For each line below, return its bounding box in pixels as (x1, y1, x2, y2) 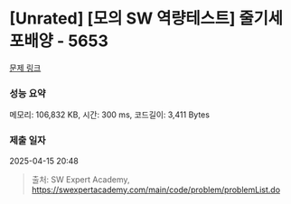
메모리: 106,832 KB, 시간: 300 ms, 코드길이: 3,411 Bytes (9, 109, 211, 120)
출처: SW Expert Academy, (31, 173, 130, 185)
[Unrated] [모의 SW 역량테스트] (9, 8, 236, 29)
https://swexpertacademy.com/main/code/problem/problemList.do (31, 184, 281, 195)
